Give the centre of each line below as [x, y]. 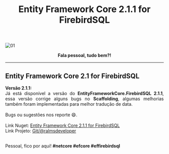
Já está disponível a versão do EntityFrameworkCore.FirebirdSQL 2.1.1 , [84, 93]
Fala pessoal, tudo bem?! [84, 55]
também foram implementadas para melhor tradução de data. [69, 104]
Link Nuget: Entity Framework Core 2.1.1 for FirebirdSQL [63, 125]
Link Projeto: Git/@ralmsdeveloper [41, 131]
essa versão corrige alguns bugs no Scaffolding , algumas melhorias [84, 99]
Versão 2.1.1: [18, 88]
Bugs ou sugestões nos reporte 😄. [41, 115]
